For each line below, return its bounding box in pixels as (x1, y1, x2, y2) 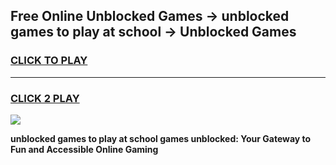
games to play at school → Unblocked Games (10, 24, 297, 41)
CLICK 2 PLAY (10, 91, 80, 105)
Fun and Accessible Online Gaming (10, 143, 159, 155)
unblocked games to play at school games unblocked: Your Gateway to (10, 132, 312, 144)
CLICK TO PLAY (10, 54, 88, 68)
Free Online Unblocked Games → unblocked (10, 8, 290, 25)
